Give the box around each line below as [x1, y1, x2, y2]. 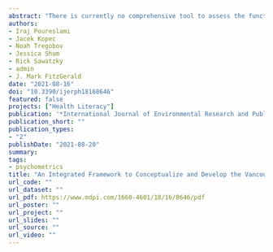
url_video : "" [8, 231, 57, 240]
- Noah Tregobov [8, 42, 63, 50]
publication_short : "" [8, 118, 85, 126]
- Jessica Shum [8, 50, 60, 58]
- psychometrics [8, 163, 63, 172]
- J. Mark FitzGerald [8, 72, 82, 80]
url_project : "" [8, 208, 63, 216]
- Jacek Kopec [8, 34, 57, 43]
